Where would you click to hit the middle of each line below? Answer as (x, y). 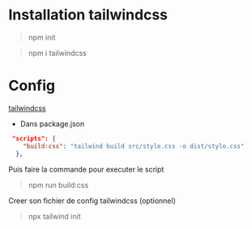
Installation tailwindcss (88, 15)
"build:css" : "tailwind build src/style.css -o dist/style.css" (134, 146)
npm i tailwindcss (57, 53)
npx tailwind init (54, 216)
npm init (42, 37)
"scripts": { (34, 138)
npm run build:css (58, 184)
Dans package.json (52, 124)
